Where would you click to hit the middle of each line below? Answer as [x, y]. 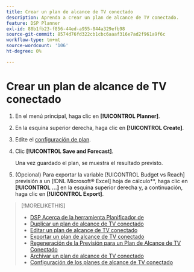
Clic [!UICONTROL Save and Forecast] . [64, 151]
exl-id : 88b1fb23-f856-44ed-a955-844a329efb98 [66, 29]
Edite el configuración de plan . [53, 139]
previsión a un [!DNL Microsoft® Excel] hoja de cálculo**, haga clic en [101, 181]
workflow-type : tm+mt [33, 40]
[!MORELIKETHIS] [43, 206]
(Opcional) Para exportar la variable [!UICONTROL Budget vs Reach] [100, 174]
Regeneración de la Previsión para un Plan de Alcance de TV [105, 243]
